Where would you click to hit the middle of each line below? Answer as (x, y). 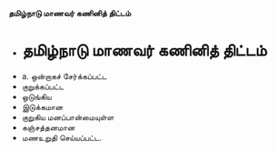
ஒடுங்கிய (36, 96)
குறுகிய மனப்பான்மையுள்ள (68, 117)
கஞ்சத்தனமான (48, 127)
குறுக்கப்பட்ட (43, 86)
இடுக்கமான (42, 106)
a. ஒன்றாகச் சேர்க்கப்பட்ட (64, 76)
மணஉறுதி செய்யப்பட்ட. (61, 137)
